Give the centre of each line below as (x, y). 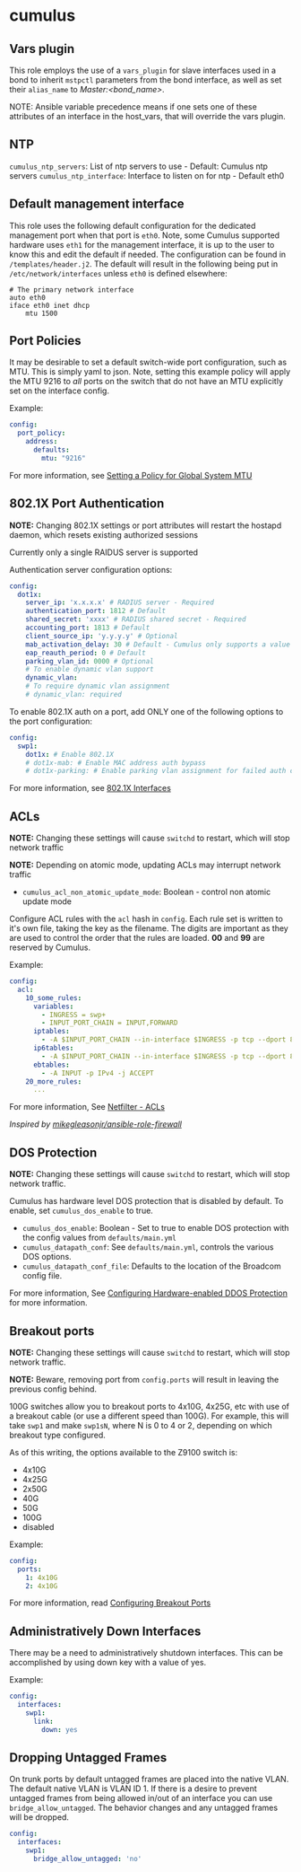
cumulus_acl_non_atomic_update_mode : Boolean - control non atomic (146, 892)
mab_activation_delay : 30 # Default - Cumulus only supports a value (158, 644)
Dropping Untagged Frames (88, 1758)
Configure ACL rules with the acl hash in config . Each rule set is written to (146, 919)
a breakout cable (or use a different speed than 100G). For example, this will (149, 1416)
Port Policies (45, 341)
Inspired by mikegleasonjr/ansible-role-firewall (95, 1124)
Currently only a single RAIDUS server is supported (104, 552)
